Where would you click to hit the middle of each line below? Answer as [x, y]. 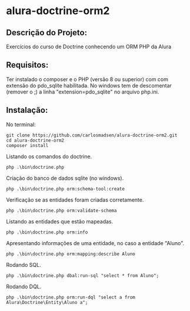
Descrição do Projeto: [46, 33]
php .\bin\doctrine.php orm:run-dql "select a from [71, 297]
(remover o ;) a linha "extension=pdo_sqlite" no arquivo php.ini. [83, 92]
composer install [27, 145]
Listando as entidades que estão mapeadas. [60, 221]
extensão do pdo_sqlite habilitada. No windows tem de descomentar [89, 85]
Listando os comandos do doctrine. [49, 156]
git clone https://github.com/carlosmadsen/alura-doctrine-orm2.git [92, 135]
